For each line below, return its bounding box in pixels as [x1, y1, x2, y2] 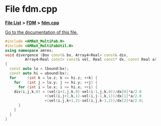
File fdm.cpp [5, 3, 57, 15]
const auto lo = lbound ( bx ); [9, 66, 69, 71]
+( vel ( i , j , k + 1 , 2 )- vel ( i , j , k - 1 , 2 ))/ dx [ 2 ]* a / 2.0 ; [44, 98, 144, 103]
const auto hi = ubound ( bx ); [9, 71, 69, 76]
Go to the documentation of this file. [5, 29, 78, 35]
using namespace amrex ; [5, 48, 54, 53]
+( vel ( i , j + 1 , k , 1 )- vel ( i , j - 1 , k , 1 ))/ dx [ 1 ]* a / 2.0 [44, 94, 142, 99]
